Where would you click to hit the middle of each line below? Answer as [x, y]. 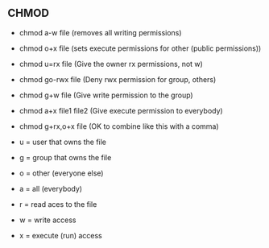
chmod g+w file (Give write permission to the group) [106, 95]
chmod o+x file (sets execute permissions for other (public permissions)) [140, 48]
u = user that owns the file [62, 142]
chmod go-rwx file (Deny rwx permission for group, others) [118, 79]
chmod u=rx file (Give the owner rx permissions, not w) [111, 64]
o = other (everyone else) [61, 173]
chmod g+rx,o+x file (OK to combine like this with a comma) [119, 126]
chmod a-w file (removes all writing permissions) [100, 32]
